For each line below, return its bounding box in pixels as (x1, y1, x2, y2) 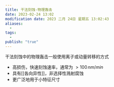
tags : (5, 30, 16, 35)
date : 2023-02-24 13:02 (5, 12, 54, 17)
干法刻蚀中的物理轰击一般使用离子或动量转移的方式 (5, 53, 109, 59)
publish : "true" (5, 40, 38, 44)
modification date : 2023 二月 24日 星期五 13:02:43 (5, 16, 110, 21)
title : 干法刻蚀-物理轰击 (5, 7, 53, 12)
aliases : (5, 21, 23, 26)
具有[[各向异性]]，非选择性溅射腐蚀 (12, 70, 84, 76)
